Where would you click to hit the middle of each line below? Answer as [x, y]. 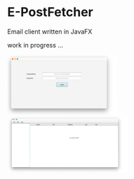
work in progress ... [35, 45]
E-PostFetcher [50, 12]
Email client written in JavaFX [50, 31]
